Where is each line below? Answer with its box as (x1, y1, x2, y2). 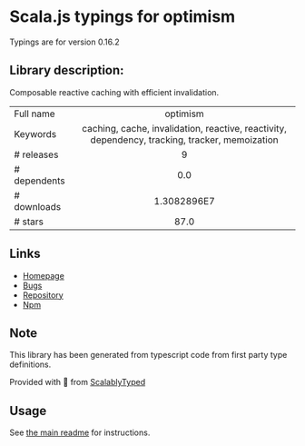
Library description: (9, 63, 124, 78)
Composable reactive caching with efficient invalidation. (9, 86, 220, 97)
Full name (14, 107, 56, 120)
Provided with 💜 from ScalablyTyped (9, 377, 146, 388)
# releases (14, 148, 59, 161)
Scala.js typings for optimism (9, 6, 236, 27)
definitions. (9, 359, 52, 370)
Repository (22, 289, 64, 301)
